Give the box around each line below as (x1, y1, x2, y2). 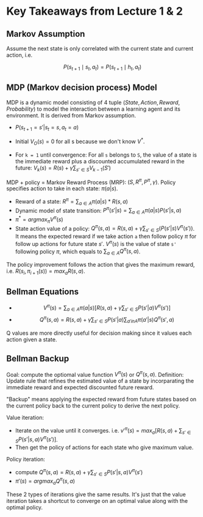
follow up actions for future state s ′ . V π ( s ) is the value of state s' (15, 239, 177, 247)
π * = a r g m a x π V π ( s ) (15, 215, 63, 225)
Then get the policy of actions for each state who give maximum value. (15, 444, 194, 451)
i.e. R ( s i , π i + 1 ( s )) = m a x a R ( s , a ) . (6, 267, 85, 277)
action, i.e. (6, 51, 33, 59)
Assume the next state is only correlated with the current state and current (6, 45, 194, 52)
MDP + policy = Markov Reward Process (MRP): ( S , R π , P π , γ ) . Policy (6, 177, 176, 186)
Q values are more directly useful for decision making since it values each (6, 329, 192, 337)
